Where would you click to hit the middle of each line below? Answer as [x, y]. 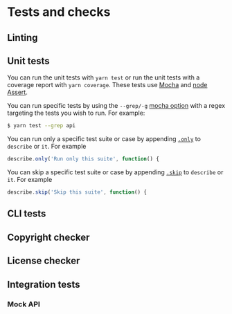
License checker [44, 261]
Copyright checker [48, 237]
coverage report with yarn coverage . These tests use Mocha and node [107, 85]
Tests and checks [59, 12]
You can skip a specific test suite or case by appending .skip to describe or [115, 172]
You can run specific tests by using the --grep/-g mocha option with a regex [116, 106]
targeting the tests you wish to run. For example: [76, 113]
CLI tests [27, 214]
